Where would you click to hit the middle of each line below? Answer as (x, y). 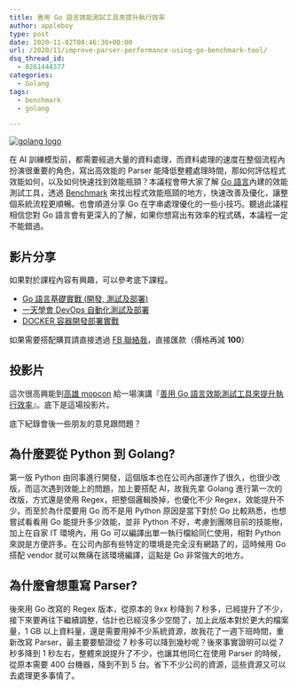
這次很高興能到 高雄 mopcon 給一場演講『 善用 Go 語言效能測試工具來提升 (143, 393)
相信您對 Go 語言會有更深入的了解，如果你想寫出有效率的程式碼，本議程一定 (149, 215)
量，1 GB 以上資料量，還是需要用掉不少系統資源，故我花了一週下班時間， (143, 630)
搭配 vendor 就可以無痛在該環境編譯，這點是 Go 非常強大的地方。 (129, 555)
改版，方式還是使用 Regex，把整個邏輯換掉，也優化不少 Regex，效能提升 (143, 499)
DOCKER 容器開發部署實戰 (71, 321)
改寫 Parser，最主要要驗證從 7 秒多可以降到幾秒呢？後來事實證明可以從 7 (150, 642)
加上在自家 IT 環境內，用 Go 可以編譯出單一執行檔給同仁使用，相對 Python (145, 533)
